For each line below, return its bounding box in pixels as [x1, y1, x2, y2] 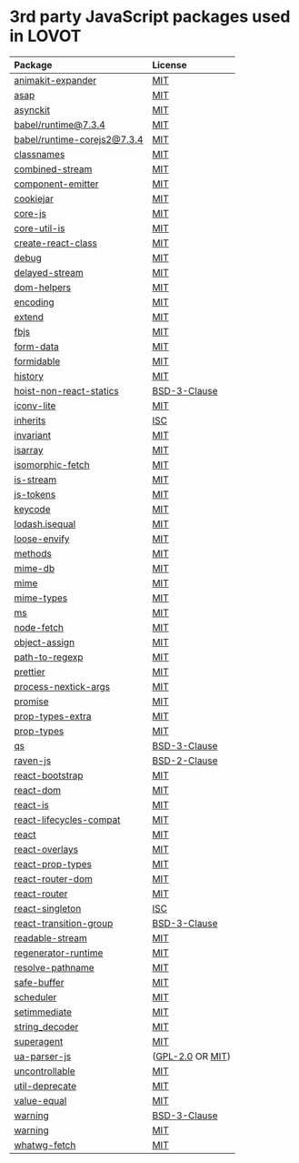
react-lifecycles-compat [14, 813, 121, 825]
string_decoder [14, 1020, 79, 1033]
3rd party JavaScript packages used [9, 6, 291, 27]
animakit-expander [14, 74, 97, 86]
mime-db [14, 561, 55, 574]
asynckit [14, 103, 50, 116]
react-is [14, 798, 50, 811]
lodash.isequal [14, 517, 76, 530]
